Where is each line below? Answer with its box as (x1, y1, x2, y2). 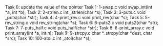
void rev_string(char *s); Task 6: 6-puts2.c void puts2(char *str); (29, 20, 159, 25)
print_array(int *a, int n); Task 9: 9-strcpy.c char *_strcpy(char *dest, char (5, 30, 153, 36)
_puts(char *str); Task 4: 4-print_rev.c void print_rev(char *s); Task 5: (5, 15, 144, 20)
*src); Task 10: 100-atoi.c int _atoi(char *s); (5, 35, 91, 41)
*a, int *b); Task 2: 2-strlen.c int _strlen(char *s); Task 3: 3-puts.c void (5, 9, 146, 15)
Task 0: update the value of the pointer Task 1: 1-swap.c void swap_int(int (5, 4, 153, 10)
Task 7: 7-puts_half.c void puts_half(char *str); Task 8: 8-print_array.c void (5, 25, 155, 31)
